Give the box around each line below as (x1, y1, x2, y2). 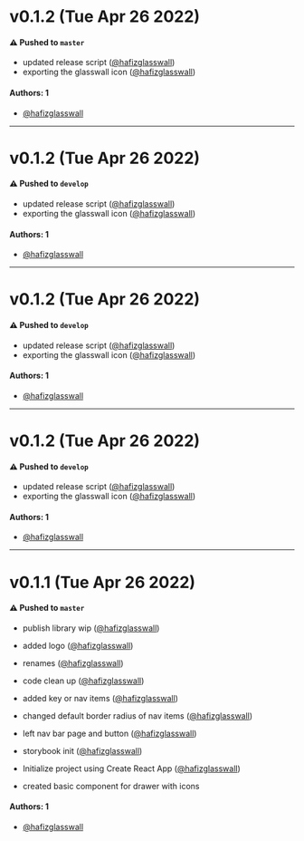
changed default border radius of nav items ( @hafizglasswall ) (22, 710, 253, 721)
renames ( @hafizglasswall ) (22, 657, 124, 668)
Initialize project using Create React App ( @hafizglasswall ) (22, 763, 242, 774)
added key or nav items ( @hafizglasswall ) (22, 692, 179, 703)
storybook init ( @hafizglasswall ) (22, 745, 143, 756)
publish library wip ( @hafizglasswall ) (22, 623, 160, 633)
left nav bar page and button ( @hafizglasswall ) (22, 728, 197, 739)
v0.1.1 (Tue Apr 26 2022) (9, 572, 196, 593)
